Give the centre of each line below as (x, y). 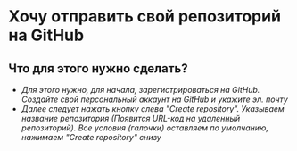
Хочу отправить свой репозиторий (145, 17)
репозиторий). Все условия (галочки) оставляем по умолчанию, (145, 128)
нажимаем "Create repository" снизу (91, 137)
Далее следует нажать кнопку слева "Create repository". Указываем (153, 109)
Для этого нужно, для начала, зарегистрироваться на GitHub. (140, 90)
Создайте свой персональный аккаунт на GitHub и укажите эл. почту (155, 99)
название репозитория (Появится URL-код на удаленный (131, 118)
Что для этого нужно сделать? (98, 68)
